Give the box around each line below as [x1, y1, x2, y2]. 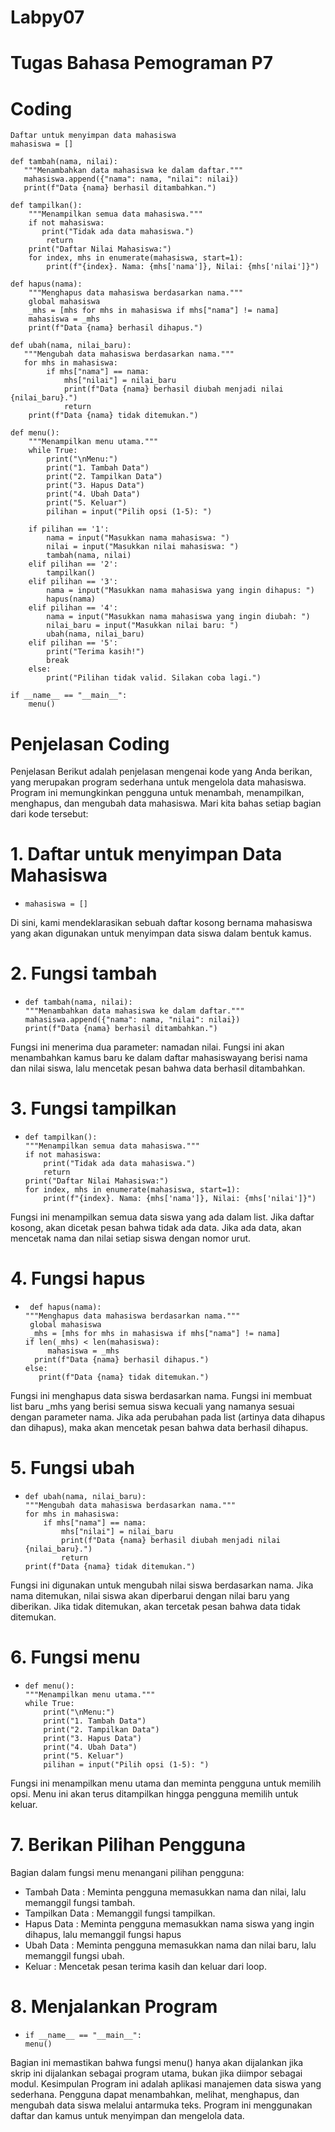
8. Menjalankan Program [10, 1996, 218, 2018]
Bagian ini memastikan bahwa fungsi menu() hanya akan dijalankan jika [10, 2056, 304, 2068]
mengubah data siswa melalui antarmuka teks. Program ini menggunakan [10, 2099, 313, 2111]
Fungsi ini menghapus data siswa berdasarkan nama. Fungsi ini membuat [10, 1390, 313, 1401]
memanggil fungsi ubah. [24, 1949, 125, 1961]
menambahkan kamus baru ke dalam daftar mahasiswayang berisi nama [10, 1052, 308, 1064]
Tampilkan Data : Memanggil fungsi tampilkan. [24, 1907, 216, 1919]
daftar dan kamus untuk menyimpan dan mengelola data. [10, 2109, 245, 2121]
